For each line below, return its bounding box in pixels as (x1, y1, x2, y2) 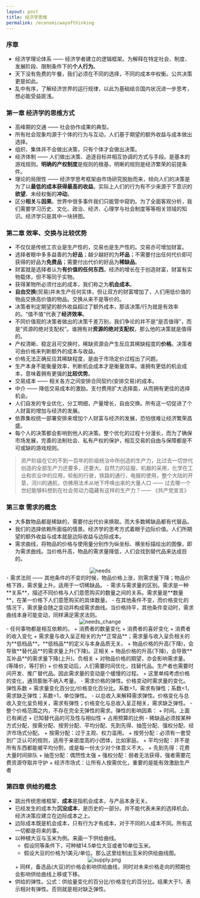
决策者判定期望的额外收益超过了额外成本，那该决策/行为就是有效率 (14, 303, 179, 310)
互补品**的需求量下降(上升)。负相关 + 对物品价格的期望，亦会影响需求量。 (6, 655, 189, 662)
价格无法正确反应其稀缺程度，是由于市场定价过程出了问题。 (14, 355, 161, 362)
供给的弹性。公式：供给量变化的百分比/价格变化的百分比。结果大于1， (14, 878, 186, 885)
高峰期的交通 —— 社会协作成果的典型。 (14, 123, 112, 130)
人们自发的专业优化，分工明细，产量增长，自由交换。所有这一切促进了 (14, 400, 187, 407)
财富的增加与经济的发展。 (20, 407, 83, 414)
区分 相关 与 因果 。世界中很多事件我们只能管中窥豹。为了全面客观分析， (14, 198, 187, 205)
